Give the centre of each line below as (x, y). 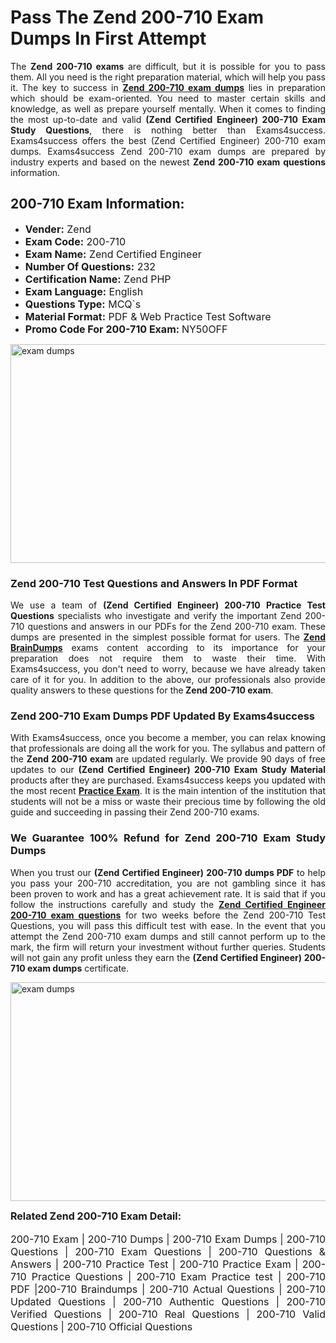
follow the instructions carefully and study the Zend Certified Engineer (168, 904)
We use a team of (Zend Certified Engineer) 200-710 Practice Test (168, 605)
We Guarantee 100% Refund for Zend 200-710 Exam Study (168, 838)
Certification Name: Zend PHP (98, 279)
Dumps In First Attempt (108, 38)
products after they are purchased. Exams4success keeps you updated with (168, 780)
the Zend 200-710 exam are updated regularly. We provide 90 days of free (168, 759)
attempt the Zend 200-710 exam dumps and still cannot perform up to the (168, 936)
